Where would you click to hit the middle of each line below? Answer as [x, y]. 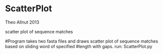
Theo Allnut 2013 [22, 22]
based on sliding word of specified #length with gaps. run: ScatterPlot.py [79, 46]
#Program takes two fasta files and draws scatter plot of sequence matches [81, 41]
